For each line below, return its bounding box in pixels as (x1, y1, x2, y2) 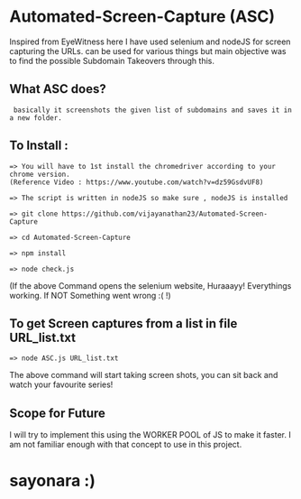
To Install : (9, 138, 69, 153)
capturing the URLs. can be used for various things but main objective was (9, 45, 287, 56)
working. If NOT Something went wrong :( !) (9, 290, 171, 300)
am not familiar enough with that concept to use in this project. (9, 439, 242, 450)
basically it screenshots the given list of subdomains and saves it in (13, 106, 293, 115)
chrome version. (9, 170, 70, 179)
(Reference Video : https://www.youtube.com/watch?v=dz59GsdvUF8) (9, 178, 264, 187)
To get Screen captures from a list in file (9, 316, 238, 331)
